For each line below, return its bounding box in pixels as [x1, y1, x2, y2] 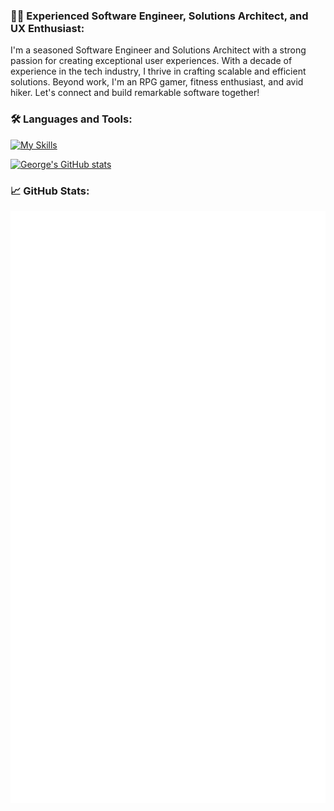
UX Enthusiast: [10, 21, 85, 35]
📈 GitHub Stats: [10, 184, 90, 198]
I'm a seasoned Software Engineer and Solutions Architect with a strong [10, 44, 307, 56]
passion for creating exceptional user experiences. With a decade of [10, 55, 293, 67]
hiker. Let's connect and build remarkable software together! [10, 87, 260, 99]
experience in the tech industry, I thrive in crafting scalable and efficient [10, 65, 307, 78]
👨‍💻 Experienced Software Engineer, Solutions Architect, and [10, 9, 309, 23]
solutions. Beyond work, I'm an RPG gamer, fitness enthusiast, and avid [10, 76, 304, 88]
